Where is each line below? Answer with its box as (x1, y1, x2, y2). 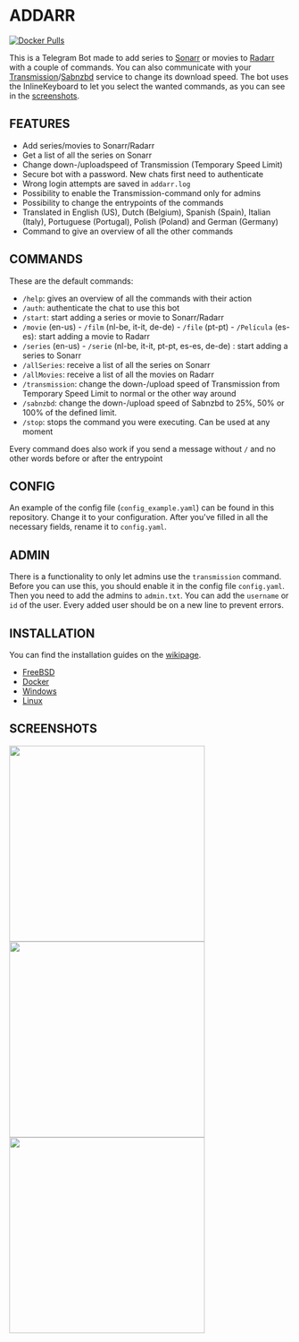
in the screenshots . (9, 90, 80, 101)
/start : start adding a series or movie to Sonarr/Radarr (21, 312, 225, 322)
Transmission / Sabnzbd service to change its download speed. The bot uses (9, 71, 289, 81)
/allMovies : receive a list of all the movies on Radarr (21, 369, 215, 380)
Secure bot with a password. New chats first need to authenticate (21, 168, 264, 179)
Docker (21, 677, 50, 687)
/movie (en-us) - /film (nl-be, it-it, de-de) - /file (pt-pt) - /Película (21, 321, 273, 332)
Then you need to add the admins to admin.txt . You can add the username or (9, 590, 289, 601)
